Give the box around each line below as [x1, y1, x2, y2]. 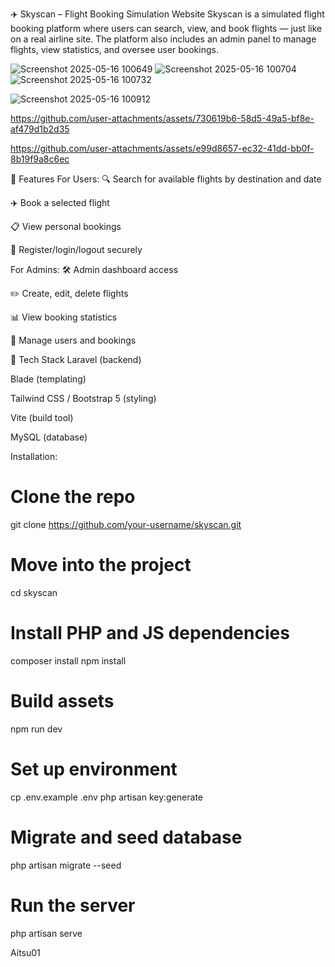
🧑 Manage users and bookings [10, 334, 137, 346]
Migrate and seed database [10, 826, 243, 848]
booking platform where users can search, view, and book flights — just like [10, 23, 323, 34]
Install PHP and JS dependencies [10, 622, 290, 645]
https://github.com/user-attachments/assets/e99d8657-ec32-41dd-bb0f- [10, 143, 315, 154]
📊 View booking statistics [10, 311, 118, 323]
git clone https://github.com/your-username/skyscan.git [10, 518, 242, 530]
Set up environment [10, 758, 178, 780]
